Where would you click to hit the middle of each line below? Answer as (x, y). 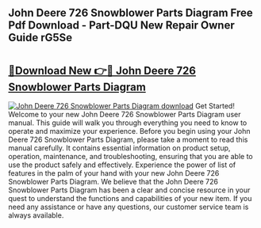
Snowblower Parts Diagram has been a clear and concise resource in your (129, 190)
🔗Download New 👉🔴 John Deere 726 (102, 70)
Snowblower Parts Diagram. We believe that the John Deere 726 (113, 182)
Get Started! (215, 106)
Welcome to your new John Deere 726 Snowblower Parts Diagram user (125, 114)
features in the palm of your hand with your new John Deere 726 (114, 173)
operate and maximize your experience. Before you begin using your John (129, 131)
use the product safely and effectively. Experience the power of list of (122, 165)
